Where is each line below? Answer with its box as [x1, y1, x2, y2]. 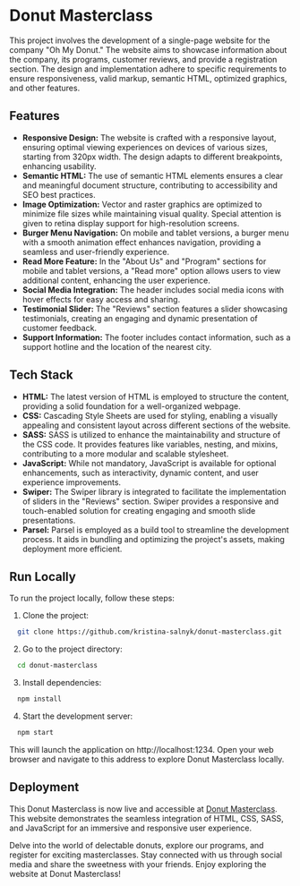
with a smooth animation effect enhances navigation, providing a [21, 236, 261, 247]
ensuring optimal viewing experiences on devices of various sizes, [21, 141, 269, 152]
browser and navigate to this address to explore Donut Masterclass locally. [9, 754, 285, 764]
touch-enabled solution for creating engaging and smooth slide [21, 505, 256, 515]
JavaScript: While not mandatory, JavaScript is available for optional [21, 457, 277, 468]
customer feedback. [21, 322, 97, 333]
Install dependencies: [21, 677, 102, 688]
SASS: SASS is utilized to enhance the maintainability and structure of [21, 429, 281, 439]
